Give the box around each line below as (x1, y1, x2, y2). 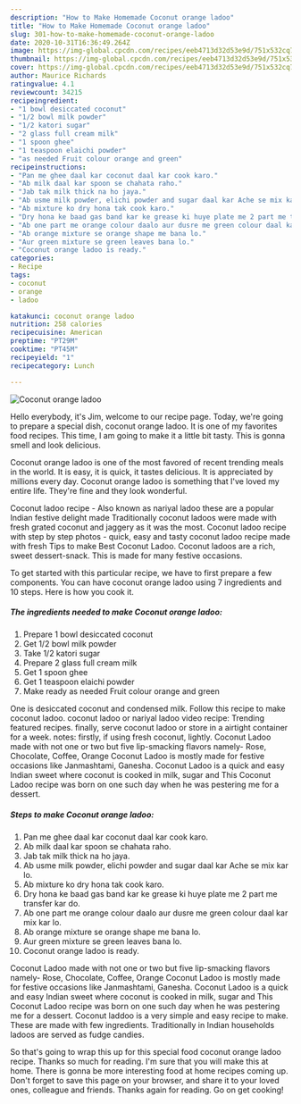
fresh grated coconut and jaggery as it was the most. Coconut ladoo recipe (10, 522, 287, 532)
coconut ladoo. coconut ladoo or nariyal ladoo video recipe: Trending (10, 713, 265, 723)
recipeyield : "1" (10, 353, 75, 362)
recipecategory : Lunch (10, 361, 95, 371)
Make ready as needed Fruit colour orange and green (22, 686, 220, 697)
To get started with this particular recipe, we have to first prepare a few (10, 567, 272, 578)
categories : (10, 254, 54, 263)
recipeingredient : (10, 96, 79, 105)
